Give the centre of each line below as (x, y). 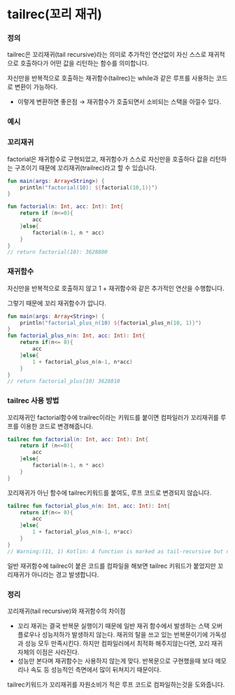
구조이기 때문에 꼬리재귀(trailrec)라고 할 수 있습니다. (86, 167)
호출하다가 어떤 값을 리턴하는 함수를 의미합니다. (84, 63)
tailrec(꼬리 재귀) (55, 14)
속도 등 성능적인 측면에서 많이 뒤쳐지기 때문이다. (96, 669)
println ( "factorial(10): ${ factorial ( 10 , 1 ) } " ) (89, 187)
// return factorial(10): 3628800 (58, 252)
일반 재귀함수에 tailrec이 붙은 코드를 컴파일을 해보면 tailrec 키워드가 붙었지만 (112, 565)
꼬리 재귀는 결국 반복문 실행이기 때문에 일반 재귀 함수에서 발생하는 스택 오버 (120, 626)
